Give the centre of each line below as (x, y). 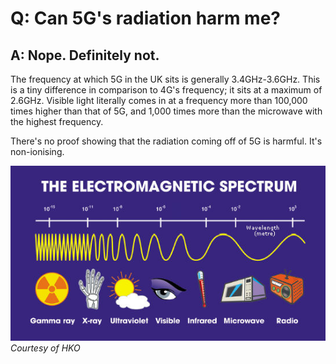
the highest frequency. (57, 121)
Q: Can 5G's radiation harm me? (146, 18)
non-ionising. (37, 151)
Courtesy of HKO (45, 348)
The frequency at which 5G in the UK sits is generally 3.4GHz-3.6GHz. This (165, 79)
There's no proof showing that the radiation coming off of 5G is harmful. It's (166, 141)
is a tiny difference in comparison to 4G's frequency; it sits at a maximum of (166, 90)
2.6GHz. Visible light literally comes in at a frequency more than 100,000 (159, 100)
